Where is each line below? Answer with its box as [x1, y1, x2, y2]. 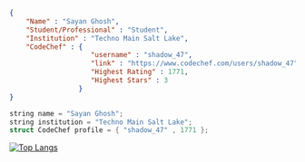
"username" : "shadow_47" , [90, 51, 193, 60]
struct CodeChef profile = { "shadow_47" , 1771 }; [9, 126, 209, 135]
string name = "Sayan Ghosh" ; [9, 109, 124, 118]
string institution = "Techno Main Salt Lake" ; [9, 118, 193, 127]
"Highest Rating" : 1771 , [90, 68, 189, 77]
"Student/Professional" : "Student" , [25, 25, 169, 34]
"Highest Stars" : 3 [90, 76, 169, 85]
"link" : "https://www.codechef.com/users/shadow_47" [90, 59, 299, 68]
